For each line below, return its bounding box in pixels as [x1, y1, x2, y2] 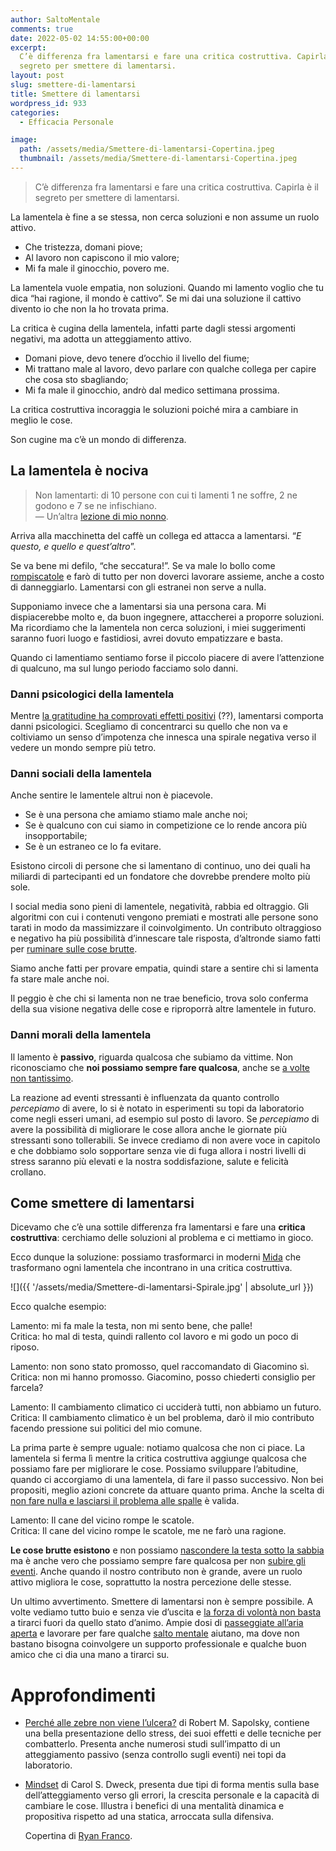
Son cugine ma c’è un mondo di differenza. [10, 433, 187, 445]
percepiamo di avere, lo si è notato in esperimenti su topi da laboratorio [10, 1102, 305, 1114]
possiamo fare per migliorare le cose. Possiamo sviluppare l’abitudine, [10, 1463, 299, 1475]
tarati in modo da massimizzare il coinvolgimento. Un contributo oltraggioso [10, 922, 322, 934]
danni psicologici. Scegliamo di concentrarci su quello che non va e [10, 720, 288, 732]
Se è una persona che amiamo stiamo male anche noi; [24, 809, 248, 821]
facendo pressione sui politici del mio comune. [10, 1422, 203, 1435]
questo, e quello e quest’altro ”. [10, 540, 137, 552]
